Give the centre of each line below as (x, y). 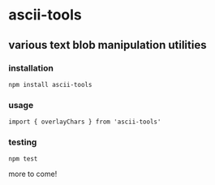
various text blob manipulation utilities (107, 45)
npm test (23, 159)
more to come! (33, 174)
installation (31, 68)
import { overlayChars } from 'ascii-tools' (85, 122)
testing (23, 142)
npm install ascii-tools (50, 84)
